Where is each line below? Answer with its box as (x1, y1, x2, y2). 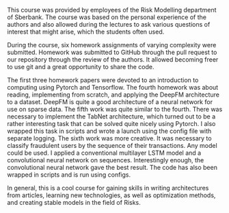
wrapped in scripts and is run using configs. (7, 171, 131, 179)
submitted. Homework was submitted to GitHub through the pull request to (7, 48, 217, 56)
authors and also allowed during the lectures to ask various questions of (7, 21, 211, 28)
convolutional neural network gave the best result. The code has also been (7, 164, 217, 171)
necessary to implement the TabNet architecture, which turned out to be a (7, 112, 216, 121)
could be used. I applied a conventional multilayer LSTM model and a (7, 149, 202, 157)
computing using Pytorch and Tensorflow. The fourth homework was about (7, 84, 219, 91)
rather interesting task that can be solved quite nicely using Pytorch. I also (7, 120, 216, 127)
